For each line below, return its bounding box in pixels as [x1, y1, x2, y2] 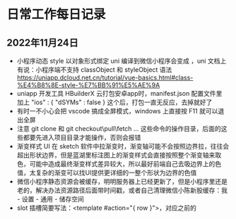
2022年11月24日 [6, 37, 79, 49]
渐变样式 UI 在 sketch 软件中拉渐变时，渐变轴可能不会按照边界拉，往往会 [16, 142, 230, 150]
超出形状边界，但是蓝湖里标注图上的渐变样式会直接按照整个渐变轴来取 [16, 151, 222, 159]
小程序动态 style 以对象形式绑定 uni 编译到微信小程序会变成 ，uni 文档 [16, 57, 220, 65]
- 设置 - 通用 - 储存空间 [16, 195, 84, 203]
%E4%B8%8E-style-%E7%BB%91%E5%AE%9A [16, 81, 160, 89]
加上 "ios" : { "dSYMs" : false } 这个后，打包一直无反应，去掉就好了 [16, 98, 213, 106]
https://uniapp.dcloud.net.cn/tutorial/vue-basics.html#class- [16, 73, 194, 82]
